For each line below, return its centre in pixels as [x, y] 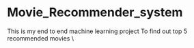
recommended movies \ [40, 38]
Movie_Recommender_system [95, 13]
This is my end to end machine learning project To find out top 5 [97, 31]
